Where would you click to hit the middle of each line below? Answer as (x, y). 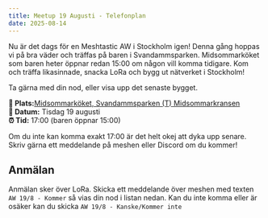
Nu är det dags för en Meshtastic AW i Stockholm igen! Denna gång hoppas (134, 46)
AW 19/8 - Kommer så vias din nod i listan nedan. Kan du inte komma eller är (133, 198)
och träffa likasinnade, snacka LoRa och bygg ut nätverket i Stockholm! (126, 72)
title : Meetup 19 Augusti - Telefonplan (77, 16)
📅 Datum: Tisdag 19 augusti (54, 111)
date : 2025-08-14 (38, 23)
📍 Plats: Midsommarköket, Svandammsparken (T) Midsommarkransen (124, 103)
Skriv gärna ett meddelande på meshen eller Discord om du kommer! (123, 145)
